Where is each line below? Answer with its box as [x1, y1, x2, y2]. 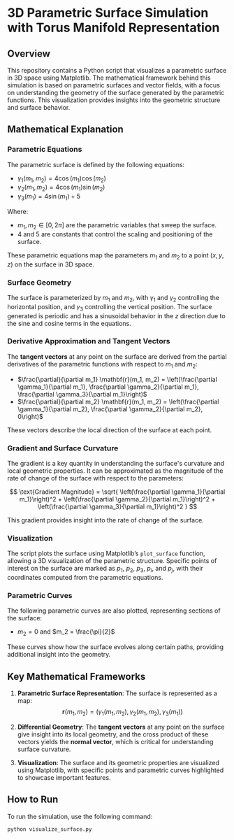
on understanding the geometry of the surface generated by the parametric [7, 89, 225, 97]
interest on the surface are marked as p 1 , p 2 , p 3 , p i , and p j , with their [7, 564, 204, 574]
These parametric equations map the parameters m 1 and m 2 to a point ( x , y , [7, 250, 224, 261]
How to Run [7, 794, 59, 806]
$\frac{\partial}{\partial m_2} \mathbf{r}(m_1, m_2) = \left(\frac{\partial [17, 397, 219, 406]
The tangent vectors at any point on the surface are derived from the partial [7, 352, 227, 361]
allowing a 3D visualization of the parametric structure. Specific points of [7, 557, 217, 565]
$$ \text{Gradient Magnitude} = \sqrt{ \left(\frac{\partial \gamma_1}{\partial [9, 487, 226, 496]
